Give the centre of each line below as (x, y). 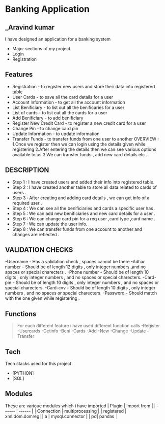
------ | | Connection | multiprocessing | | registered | (73, 411)
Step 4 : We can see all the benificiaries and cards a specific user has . (84, 208)
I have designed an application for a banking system (58, 39)
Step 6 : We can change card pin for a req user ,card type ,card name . (84, 218)
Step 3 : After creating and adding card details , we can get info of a (81, 198)
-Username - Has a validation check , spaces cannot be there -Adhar (75, 262)
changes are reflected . (36, 234)
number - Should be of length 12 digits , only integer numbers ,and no (75, 267)
